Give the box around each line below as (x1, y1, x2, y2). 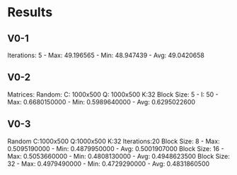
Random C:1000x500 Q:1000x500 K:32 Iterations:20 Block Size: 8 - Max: (7, 137, 221, 145)
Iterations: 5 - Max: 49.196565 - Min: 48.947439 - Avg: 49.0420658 (7, 51, 205, 59)
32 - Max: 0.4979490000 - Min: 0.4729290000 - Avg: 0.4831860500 (7, 159, 210, 168)
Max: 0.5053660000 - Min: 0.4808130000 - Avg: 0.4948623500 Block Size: (7, 152, 230, 160)
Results (7, 4, 53, 20)
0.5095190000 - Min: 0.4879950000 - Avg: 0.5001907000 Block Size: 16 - (7, 144, 224, 152)
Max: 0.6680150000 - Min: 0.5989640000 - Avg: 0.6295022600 (7, 97, 196, 106)
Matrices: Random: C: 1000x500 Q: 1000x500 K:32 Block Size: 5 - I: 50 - (7, 90, 219, 99)
